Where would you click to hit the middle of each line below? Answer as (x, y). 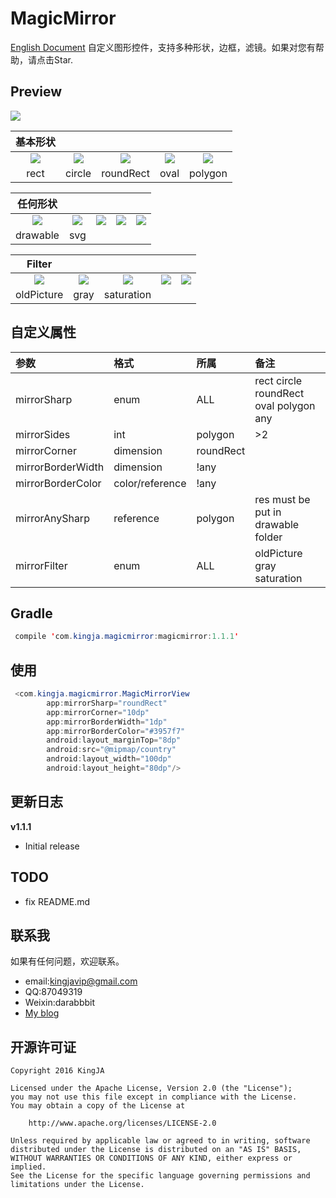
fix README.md (57, 901)
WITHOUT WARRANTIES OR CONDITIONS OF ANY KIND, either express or (151, 1158)
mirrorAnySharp (52, 518)
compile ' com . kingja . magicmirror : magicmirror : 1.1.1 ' (127, 637)
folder (268, 537)
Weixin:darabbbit (60, 1003)
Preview (36, 92)
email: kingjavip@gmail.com (81, 981)
